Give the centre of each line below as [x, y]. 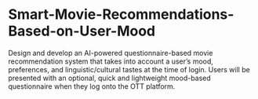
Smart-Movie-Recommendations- [121, 15]
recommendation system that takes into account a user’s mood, [111, 61]
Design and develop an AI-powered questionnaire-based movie [111, 53]
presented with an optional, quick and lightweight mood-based [110, 78]
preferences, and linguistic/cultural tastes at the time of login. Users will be [129, 69]
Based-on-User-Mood [82, 31]
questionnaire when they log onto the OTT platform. [92, 86]
